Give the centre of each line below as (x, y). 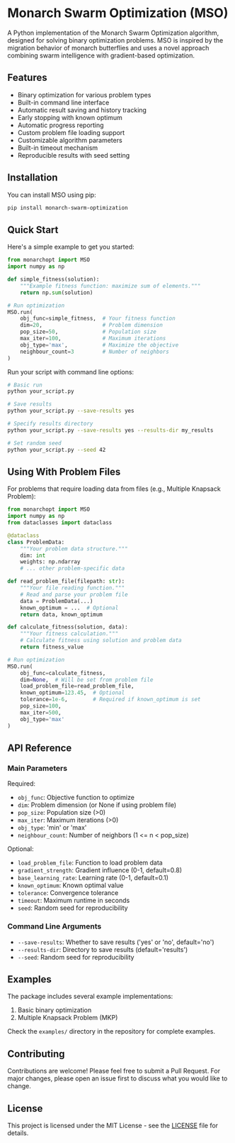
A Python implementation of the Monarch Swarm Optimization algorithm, (113, 33)
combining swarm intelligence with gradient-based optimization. (101, 55)
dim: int (33, 556)
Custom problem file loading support (71, 132)
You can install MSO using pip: (52, 195)
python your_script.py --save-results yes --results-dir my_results (110, 430)
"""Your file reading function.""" (73, 588)
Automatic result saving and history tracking (82, 110)
